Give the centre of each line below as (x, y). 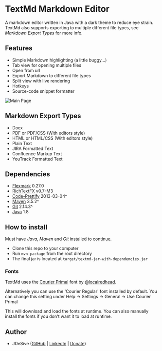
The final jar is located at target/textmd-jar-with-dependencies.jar (80, 259)
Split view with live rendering (41, 81)
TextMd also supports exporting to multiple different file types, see (72, 27)
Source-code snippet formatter (43, 91)
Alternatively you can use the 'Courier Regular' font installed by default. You (81, 291)
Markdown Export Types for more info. (44, 33)
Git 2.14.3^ (22, 206)
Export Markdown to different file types (51, 75)
